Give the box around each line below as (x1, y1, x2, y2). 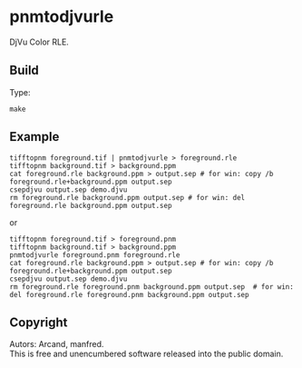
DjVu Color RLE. (9, 36, 70, 47)
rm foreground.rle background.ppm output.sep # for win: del (9, 193, 246, 202)
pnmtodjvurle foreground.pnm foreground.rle (9, 250, 180, 260)
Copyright (9, 314, 68, 330)
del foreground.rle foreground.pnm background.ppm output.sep (9, 290, 249, 299)
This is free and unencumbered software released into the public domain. (9, 348, 284, 360)
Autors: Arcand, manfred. (9, 339, 104, 350)
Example (9, 129, 60, 144)
